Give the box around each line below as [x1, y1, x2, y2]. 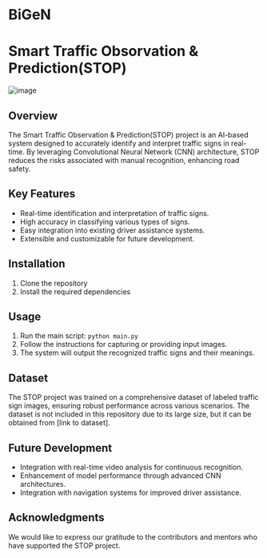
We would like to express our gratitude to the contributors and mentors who [8, 532, 258, 541]
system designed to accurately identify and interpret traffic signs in [8, 138, 229, 148]
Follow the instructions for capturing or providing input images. [19, 340, 228, 349]
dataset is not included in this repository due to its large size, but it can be [8, 409, 252, 419]
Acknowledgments [8, 511, 106, 524]
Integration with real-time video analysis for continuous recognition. [19, 462, 244, 472]
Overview [8, 109, 58, 122]
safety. [8, 164, 31, 173]
